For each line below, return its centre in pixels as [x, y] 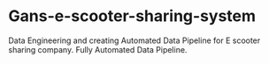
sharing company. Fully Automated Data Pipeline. [98, 49]
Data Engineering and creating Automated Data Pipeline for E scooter [134, 40]
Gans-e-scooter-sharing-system [132, 16]
